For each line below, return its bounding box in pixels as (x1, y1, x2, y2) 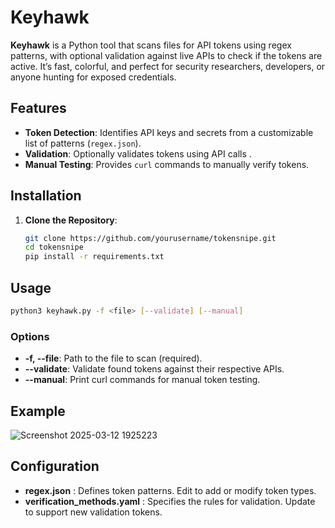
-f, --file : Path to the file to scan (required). (24, 352, 203, 365)
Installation (10, 187, 82, 205)
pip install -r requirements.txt (24, 252, 165, 262)
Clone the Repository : (24, 214, 118, 226)
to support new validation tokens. (24, 506, 163, 518)
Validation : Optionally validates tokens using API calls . (24, 147, 252, 160)
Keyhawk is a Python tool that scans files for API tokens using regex (10, 39, 292, 51)
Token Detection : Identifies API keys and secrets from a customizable (24, 126, 314, 138)
